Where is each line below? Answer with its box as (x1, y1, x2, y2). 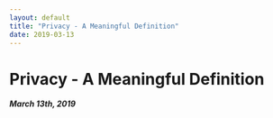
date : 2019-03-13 (9, 30, 75, 39)
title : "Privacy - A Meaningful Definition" (9, 22, 179, 31)
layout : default (9, 13, 70, 23)
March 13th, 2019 (9, 98, 77, 109)
